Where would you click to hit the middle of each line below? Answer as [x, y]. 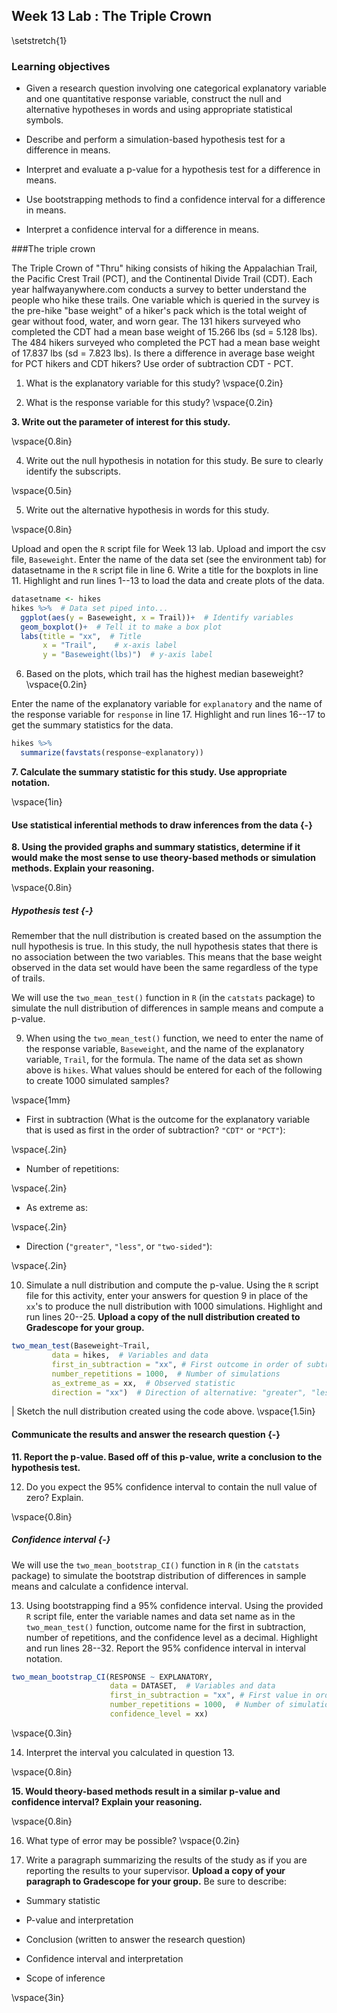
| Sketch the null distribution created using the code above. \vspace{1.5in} [163, 1411]
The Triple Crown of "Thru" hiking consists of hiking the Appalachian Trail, [164, 268]
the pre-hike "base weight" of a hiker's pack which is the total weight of [159, 311]
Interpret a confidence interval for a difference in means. [142, 230]
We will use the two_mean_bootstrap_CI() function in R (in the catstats [155, 1565]
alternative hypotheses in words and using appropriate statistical [159, 110]
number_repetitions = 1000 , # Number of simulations [166, 1374]
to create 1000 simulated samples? [97, 1081]
